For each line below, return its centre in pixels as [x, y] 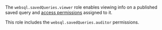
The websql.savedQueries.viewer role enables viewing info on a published [81, 7]
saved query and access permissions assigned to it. [59, 12]
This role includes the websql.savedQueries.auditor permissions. [72, 22]
